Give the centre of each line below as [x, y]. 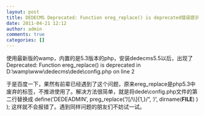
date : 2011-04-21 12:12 [37, 23]
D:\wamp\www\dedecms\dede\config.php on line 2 [71, 71]
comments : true [26, 35]
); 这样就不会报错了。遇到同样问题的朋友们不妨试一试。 [76, 107]
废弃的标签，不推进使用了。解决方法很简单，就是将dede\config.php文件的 [99, 91]
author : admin [24, 29]
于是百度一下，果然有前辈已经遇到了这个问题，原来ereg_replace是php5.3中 [101, 84]
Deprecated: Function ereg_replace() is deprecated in [74, 65]
